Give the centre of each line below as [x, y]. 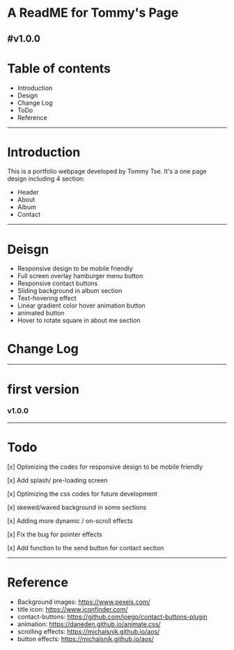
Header [28, 192]
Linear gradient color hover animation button [81, 305]
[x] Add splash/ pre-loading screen [57, 480]
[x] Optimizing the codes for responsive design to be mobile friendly [105, 467]
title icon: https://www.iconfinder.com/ [72, 609]
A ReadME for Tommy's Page [93, 13]
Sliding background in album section [70, 291]
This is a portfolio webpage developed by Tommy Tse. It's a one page [107, 172]
